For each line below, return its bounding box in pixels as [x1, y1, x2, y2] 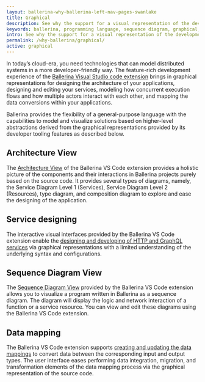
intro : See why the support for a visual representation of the [6, 32, 173, 38]
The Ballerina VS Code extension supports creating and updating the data [6, 343, 192, 351]
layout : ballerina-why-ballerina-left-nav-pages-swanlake [6, 9, 157, 15]
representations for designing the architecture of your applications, [6, 79, 175, 86]
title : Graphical [6, 15, 51, 21]
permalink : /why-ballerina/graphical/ [6, 37, 105, 43]
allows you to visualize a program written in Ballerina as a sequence [6, 290, 177, 298]
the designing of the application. [6, 196, 88, 204]
